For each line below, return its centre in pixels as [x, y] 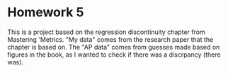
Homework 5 [46, 12]
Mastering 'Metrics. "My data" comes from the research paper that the [110, 39]
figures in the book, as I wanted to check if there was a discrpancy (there [114, 55]
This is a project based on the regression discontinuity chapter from [106, 32]
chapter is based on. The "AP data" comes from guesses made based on [114, 47]
